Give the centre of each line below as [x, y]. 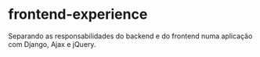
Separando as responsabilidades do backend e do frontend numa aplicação [130, 36]
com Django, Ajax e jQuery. [52, 44]
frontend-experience [78, 14]
